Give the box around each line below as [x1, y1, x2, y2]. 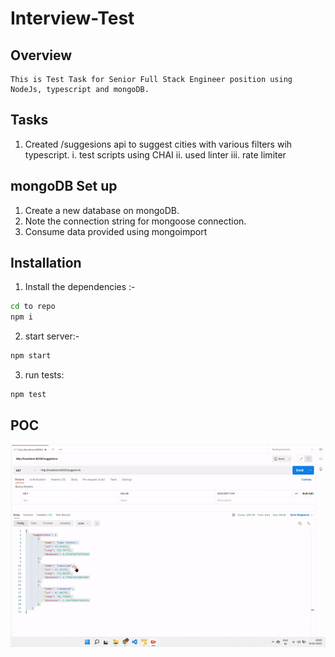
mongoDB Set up [10, 178, 118, 195]
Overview [10, 47, 73, 64]
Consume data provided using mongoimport [24, 225, 208, 237]
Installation [10, 255, 82, 272]
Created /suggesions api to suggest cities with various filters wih [24, 138, 293, 150]
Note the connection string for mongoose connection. [24, 215, 247, 227]
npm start [10, 351, 52, 361]
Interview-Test [10, 7, 135, 30]
